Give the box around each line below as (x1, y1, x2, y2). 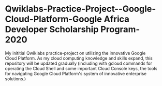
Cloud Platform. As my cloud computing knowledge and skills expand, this (5, 55, 153, 61)
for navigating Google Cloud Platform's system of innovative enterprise (5, 71, 147, 76)
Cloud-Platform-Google (5, 14, 103, 25)
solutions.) (5, 76, 26, 82)
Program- (101, 24, 140, 35)
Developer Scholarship (5, 24, 99, 35)
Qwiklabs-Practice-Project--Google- (5, 3, 156, 14)
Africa (103, 14, 130, 25)
